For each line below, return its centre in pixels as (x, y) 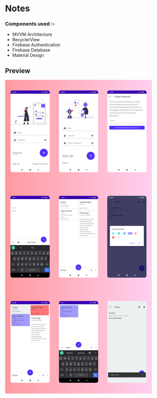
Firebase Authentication (36, 45)
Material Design (28, 55)
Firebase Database (31, 50)
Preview (18, 71)
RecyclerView (26, 40)
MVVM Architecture (32, 34)
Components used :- (30, 24)
